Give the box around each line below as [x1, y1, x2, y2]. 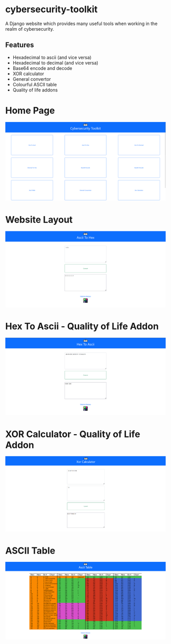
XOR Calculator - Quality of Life [5, 428, 140, 440]
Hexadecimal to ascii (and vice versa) [12, 54, 92, 60]
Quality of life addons [12, 87, 58, 93]
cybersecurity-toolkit [5, 4, 98, 15]
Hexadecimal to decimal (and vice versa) [12, 60, 98, 66]
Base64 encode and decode [12, 65, 73, 71]
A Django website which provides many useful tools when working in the [5, 20, 158, 27]
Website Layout [5, 213, 73, 225]
